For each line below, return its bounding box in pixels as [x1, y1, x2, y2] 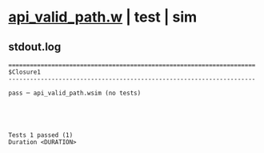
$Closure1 [8, 68, 42, 76]
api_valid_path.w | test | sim [8, 8, 198, 26]
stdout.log [8, 40, 62, 54]
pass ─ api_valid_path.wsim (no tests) [8, 89, 142, 97]
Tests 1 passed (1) [8, 131, 74, 139]
